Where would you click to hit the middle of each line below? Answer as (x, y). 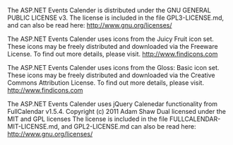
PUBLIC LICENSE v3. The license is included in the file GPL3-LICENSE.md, (116, 18)
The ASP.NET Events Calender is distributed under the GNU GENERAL (109, 10)
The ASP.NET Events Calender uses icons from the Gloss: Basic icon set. (113, 68)
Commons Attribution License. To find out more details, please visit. (106, 83)
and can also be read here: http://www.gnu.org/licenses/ (90, 25)
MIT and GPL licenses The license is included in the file (88, 119)
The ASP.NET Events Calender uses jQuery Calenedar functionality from (112, 104)
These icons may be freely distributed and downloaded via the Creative (111, 75)
